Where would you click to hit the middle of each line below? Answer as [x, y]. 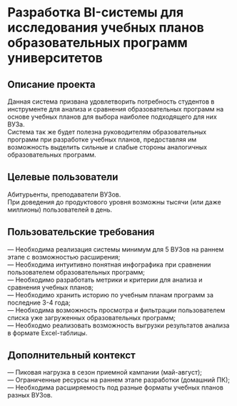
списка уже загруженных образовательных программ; [92, 317]
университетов [55, 58]
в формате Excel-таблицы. [47, 332]
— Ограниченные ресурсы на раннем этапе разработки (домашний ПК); [119, 380]
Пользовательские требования [81, 232]
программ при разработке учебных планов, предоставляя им [102, 139]
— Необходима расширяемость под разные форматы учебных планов [115, 387]
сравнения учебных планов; [51, 287]
